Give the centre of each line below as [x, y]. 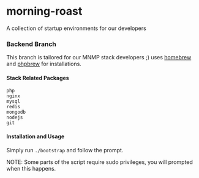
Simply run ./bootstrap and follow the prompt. [65, 150]
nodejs [15, 117]
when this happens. [31, 168]
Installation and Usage [36, 136]
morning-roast [44, 11]
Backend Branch [31, 44]
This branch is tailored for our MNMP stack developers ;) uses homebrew [99, 57]
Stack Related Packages [38, 78]
